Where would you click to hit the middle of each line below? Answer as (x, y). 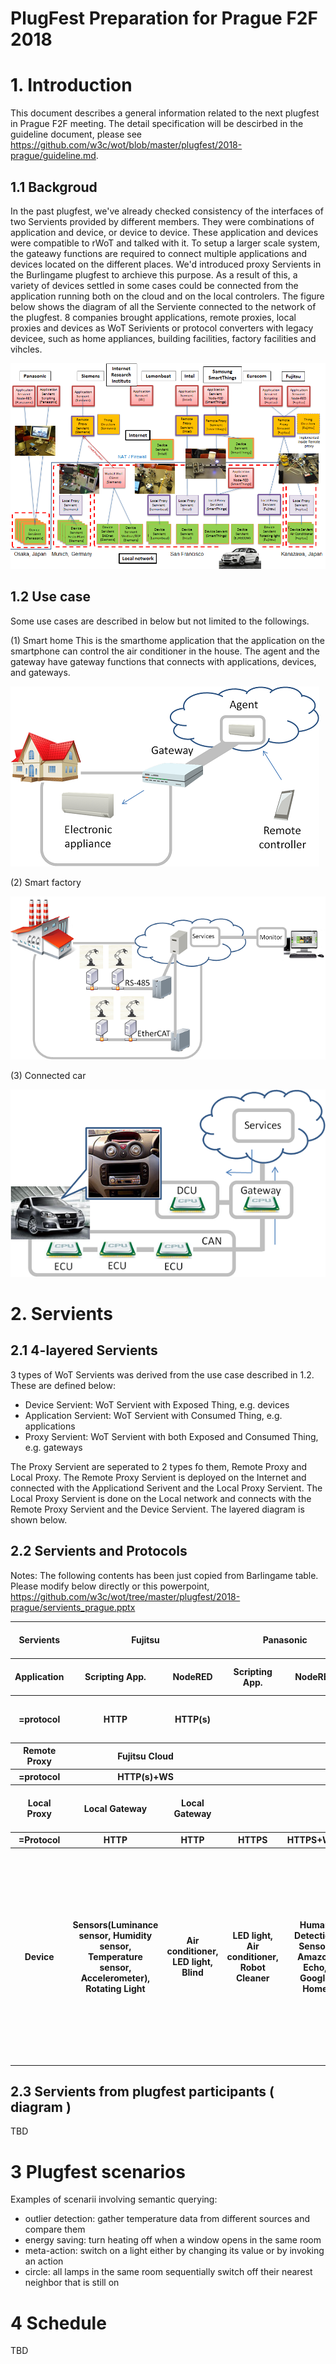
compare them (55, 2229)
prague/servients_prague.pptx (73, 1607)
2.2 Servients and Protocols (99, 1551)
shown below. (39, 1519)
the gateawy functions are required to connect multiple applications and (159, 253)
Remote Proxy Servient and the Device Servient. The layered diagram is (157, 1509)
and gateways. (40, 672)
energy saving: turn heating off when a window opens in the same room (173, 2240)
